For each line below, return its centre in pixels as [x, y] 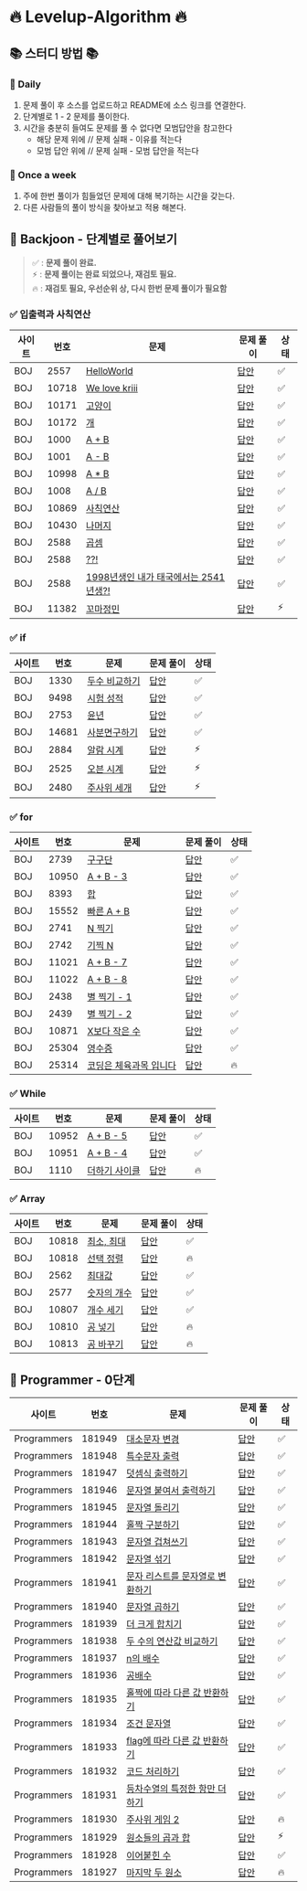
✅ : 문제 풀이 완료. [64, 262]
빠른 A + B [109, 911]
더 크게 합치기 [154, 1624]
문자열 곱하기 [153, 1608]
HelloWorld [110, 371]
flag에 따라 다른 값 [164, 1741]
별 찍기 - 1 [110, 996]
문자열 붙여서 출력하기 [171, 1491]
